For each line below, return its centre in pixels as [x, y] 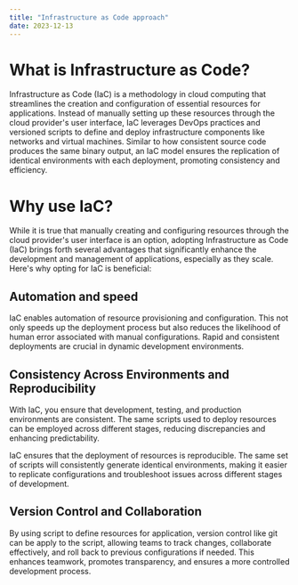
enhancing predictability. [55, 438]
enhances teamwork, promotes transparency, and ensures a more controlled [149, 561]
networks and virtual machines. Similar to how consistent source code [138, 142]
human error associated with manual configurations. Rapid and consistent [145, 337]
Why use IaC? [61, 206]
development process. [50, 571]
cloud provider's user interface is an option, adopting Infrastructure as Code [149, 240]
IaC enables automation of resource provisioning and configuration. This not [149, 318]
